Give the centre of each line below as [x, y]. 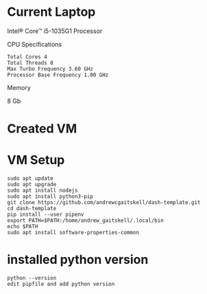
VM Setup [36, 160]
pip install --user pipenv [46, 215]
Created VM [42, 129]
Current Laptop [51, 12]
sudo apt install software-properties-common [73, 233]
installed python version [78, 260]
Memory [19, 87]
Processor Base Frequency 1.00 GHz [58, 75]
